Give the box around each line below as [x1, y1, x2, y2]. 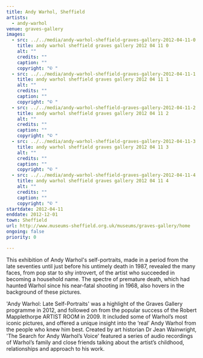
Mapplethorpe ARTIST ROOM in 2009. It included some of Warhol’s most [6, 313, 187, 320]
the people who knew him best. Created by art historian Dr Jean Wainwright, [6, 325, 197, 333]
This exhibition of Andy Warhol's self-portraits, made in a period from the [6, 256, 188, 264]
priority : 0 [6, 234, 36, 240]
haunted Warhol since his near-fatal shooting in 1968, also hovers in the [6, 282, 185, 289]
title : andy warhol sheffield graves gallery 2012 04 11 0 [17, 43, 169, 49]
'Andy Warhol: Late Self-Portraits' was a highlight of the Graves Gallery [6, 300, 183, 307]
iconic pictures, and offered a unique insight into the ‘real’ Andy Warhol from [6, 319, 196, 327]
